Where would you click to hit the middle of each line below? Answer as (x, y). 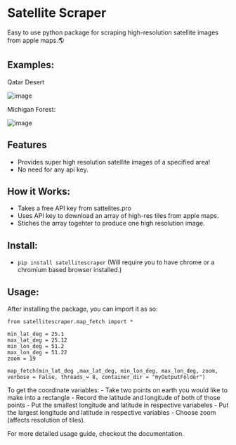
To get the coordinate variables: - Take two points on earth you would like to (118, 390)
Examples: (31, 65)
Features (27, 145)
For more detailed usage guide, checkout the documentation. (96, 433)
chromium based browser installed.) (70, 270)
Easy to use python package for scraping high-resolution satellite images (113, 32)
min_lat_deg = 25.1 (36, 334)
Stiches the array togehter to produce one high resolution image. (111, 224)
